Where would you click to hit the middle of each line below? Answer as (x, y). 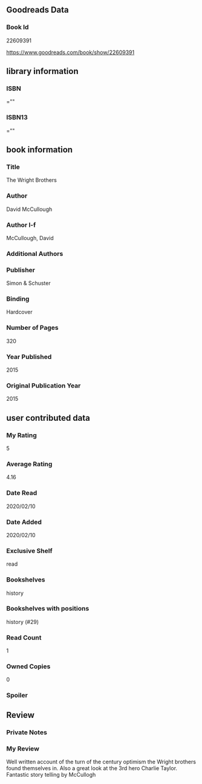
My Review (23, 748)
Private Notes (27, 732)
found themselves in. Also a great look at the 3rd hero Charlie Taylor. (92, 768)
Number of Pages (32, 328)
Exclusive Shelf (29, 551)
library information (42, 71)
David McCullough (29, 209)
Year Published (29, 357)
